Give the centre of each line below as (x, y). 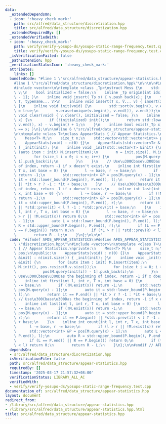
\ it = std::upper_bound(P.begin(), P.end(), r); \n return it (87, 203)
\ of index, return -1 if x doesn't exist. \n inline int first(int (88, 166)
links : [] (24, 74)
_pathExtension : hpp (31, 60)
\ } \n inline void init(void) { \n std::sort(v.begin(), (84, 106)
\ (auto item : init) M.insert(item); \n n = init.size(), (83, 152)
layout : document (23, 396)
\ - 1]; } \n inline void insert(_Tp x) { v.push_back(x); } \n (83, 97)
